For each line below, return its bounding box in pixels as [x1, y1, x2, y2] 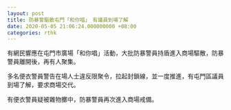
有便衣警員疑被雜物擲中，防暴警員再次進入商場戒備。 [7, 96, 158, 104]
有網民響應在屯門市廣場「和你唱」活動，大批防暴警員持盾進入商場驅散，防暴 [7, 49, 224, 57]
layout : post [7, 10, 45, 17]
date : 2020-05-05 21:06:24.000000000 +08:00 [7, 23, 137, 30]
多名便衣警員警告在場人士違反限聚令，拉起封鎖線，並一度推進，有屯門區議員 [7, 72, 224, 80]
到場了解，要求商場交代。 [7, 80, 80, 89]
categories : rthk [7, 29, 57, 36]
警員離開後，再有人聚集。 [7, 58, 80, 66]
